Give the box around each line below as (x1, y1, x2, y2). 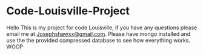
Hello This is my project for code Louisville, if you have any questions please (6, 24, 198, 31)
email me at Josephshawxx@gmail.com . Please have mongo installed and (6, 30, 191, 37)
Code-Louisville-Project (6, 4, 130, 18)
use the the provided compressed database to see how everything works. (6, 36, 191, 44)
